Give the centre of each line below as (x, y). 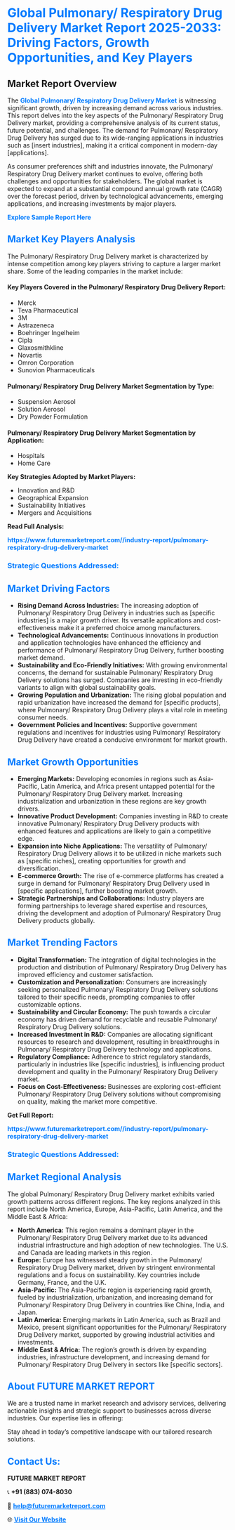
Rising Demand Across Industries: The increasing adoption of (108, 606)
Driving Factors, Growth (78, 43)
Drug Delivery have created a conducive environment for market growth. (122, 740)
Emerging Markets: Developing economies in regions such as (107, 778)
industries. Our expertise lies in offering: (65, 1418)
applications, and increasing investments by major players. (92, 204)
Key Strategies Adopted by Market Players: (72, 477)
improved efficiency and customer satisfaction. (86, 974)
